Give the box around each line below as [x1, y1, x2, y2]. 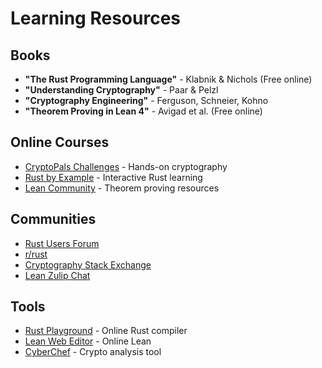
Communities [10, 211, 97, 228]
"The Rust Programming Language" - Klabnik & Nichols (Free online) [24, 73, 313, 85]
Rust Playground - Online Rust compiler [24, 325, 188, 337]
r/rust [24, 248, 48, 260]
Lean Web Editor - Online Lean [24, 335, 152, 347]
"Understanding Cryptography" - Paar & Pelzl [24, 84, 219, 96]
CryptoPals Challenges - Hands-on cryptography [24, 160, 228, 172]
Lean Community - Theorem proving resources [24, 182, 220, 194]
